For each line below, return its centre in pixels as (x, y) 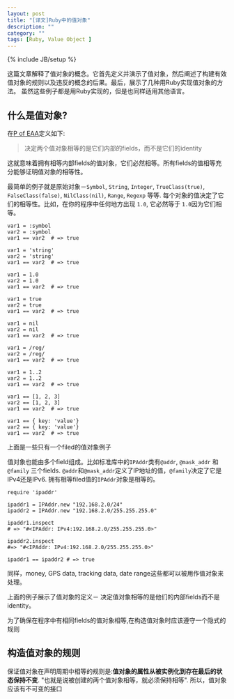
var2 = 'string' (31, 256)
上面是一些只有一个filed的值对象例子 (59, 447)
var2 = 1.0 (23, 281)
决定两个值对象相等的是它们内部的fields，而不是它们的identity (113, 148)
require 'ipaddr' (32, 492)
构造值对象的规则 (44, 653)
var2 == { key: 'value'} (43, 427)
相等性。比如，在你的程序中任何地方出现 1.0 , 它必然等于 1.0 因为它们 (117, 203)
